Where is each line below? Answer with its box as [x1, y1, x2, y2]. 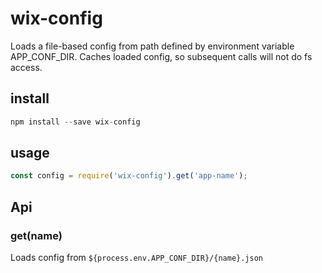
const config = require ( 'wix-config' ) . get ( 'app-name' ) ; [10, 171, 248, 181]
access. [10, 61, 43, 73]
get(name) [10, 228, 63, 242]
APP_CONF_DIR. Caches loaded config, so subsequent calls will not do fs [10, 50, 313, 62]
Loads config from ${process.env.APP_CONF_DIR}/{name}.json [10, 252, 263, 263]
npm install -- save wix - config [10, 117, 141, 127]
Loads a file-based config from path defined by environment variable [10, 40, 295, 52]
